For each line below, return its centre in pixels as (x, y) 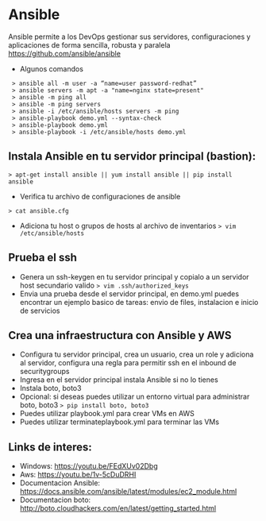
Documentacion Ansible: (60, 483)
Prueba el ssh (43, 258)
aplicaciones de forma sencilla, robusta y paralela (89, 44)
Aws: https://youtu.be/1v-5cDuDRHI (78, 475)
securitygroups (44, 372)
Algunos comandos (51, 68)
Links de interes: (50, 447)
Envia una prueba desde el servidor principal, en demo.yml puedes (129, 293)
